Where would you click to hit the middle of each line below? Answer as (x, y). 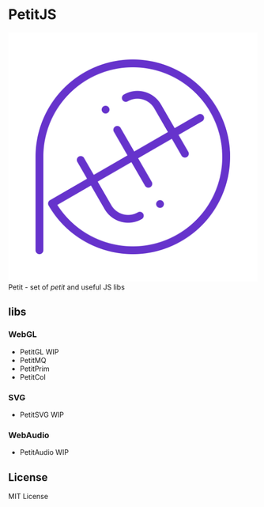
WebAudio (29, 435)
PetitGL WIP (39, 352)
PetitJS (32, 15)
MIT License (28, 497)
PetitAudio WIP (44, 452)
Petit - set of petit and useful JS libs (66, 287)
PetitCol (32, 376)
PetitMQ (33, 360)
